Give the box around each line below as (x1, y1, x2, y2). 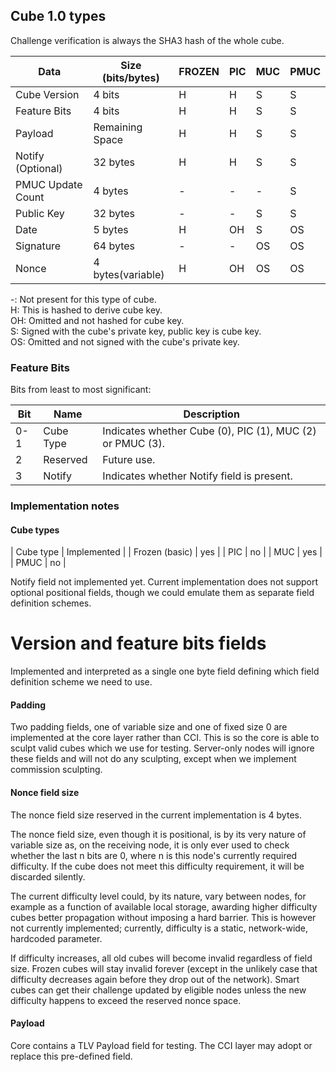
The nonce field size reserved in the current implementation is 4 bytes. (10, 809, 302, 821)
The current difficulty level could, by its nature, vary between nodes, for (10, 890, 307, 902)
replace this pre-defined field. (10, 1050, 133, 1062)
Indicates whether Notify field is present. (102, 469, 293, 483)
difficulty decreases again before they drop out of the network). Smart (10, 973, 300, 985)
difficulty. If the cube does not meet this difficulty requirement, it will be (10, 860, 305, 872)
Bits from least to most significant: (10, 384, 152, 396)
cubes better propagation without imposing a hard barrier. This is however (10, 911, 317, 923)
